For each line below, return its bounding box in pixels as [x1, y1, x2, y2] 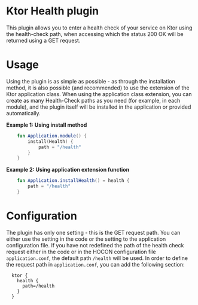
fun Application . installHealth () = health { [17, 178, 130, 184]
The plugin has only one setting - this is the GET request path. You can [6, 229, 181, 236]
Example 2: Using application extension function [6, 166, 130, 174]
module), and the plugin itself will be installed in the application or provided [6, 103, 191, 110]
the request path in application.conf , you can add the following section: [6, 261, 185, 268]
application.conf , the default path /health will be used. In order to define [6, 254, 188, 262]
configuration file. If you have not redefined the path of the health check [6, 241, 184, 249]
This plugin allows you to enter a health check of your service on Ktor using [6, 24, 193, 31]
